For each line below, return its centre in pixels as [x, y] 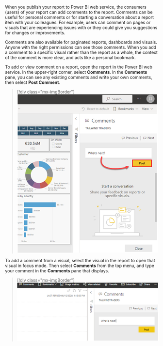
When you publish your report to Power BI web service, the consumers [76, 7]
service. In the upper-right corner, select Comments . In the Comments [76, 72]
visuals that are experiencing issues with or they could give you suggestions [81, 28]
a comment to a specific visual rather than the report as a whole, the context [81, 52]
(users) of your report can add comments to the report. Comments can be [79, 12]
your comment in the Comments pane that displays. [57, 270]
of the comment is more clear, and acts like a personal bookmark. [70, 57]
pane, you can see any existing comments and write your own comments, [79, 77]
